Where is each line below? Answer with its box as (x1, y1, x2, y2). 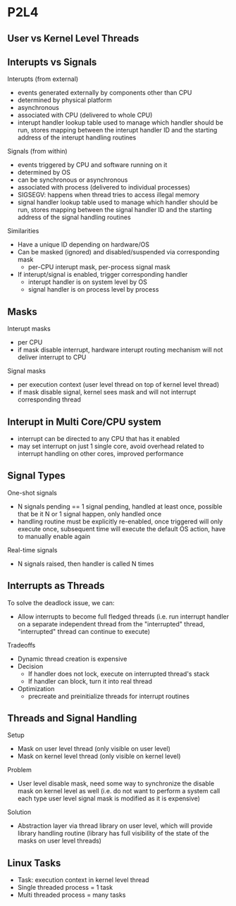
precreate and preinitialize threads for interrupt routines (27, 692, 190, 700)
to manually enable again (17, 532, 91, 540)
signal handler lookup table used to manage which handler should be (17, 198, 218, 206)
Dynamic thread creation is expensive (17, 654, 128, 663)
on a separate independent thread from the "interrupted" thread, (17, 619, 205, 628)
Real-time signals (7, 545, 58, 554)
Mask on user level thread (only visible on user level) (17, 745, 171, 753)
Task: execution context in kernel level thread (17, 876, 149, 884)
